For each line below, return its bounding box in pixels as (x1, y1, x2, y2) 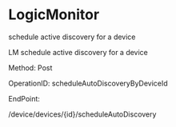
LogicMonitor (8, 6, 100, 24)
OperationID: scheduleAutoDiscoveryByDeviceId (8, 78, 168, 88)
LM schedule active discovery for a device (8, 47, 148, 57)
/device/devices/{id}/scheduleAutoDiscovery (8, 109, 157, 119)
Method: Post (8, 62, 53, 73)
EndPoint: (8, 93, 40, 103)
